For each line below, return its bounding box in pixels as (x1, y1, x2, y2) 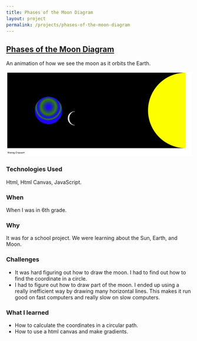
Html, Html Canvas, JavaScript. (6, 178, 82, 185)
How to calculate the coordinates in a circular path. (14, 322, 138, 329)
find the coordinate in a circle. (14, 275, 87, 282)
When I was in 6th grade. (6, 207, 67, 214)
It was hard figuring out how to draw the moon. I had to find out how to (14, 269, 186, 276)
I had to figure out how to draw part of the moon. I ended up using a (14, 281, 179, 288)
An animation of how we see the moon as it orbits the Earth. (6, 60, 151, 67)
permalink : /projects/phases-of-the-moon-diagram (6, 22, 131, 28)
